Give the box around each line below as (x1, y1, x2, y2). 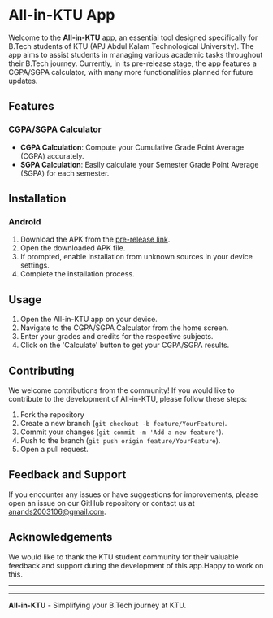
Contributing (8, 363, 75, 377)
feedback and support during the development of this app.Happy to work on (8, 560, 264, 570)
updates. (8, 76, 38, 85)
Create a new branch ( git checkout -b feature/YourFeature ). (19, 418, 227, 428)
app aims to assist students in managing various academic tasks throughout (8, 50, 263, 59)
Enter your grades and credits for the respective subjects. (19, 332, 214, 342)
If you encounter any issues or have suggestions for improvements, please (8, 490, 258, 499)
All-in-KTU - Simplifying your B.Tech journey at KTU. (8, 600, 187, 610)
